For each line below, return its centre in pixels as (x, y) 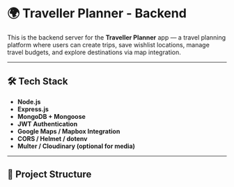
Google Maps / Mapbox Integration (69, 131)
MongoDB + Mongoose (51, 116)
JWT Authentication (47, 124)
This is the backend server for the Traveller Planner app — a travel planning (117, 37)
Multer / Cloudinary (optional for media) (76, 146)
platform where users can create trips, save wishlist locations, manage (109, 44)
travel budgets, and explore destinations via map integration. (94, 52)
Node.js (29, 101)
